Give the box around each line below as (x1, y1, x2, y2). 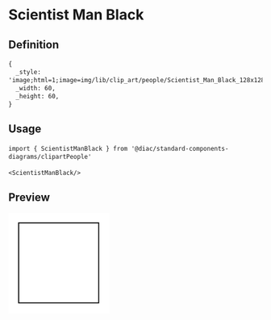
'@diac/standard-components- (131, 144, 229, 152)
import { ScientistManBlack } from (8, 144, 128, 152)
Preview (8, 191, 51, 205)
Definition (8, 38, 59, 52)
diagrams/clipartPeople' (8, 152, 92, 160)
